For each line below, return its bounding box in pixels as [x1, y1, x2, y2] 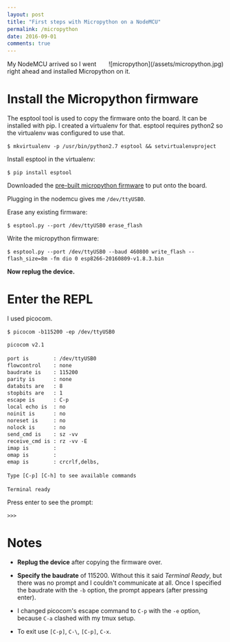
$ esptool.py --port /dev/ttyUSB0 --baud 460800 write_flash [7, 249, 186, 256]
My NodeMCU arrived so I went [7, 60, 97, 68]
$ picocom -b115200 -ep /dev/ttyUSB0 [7, 329, 115, 335]
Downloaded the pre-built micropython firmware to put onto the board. [7, 181, 207, 189]
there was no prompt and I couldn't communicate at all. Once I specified [16, 579, 222, 587]
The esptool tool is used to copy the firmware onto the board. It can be [7, 114, 207, 123]
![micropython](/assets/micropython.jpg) [108, 60, 224, 68]
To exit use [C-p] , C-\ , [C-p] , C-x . [16, 627, 111, 635]
